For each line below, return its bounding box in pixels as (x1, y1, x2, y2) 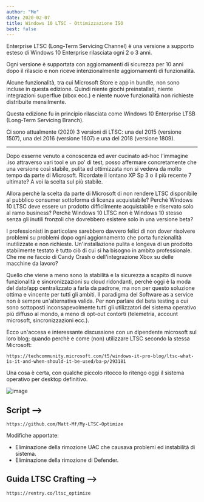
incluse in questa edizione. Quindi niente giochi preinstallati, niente (6, 86, 174, 93)
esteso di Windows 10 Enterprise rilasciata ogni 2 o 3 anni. (6, 49, 152, 57)
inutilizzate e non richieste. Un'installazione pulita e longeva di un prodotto (6, 241, 193, 248)
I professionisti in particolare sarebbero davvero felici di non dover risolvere (6, 227, 195, 235)
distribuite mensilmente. (6, 98, 67, 106)
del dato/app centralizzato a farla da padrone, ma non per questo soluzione (6, 284, 195, 292)
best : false (6, 26, 36, 32)
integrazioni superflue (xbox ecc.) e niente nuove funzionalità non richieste (6, 92, 194, 99)
